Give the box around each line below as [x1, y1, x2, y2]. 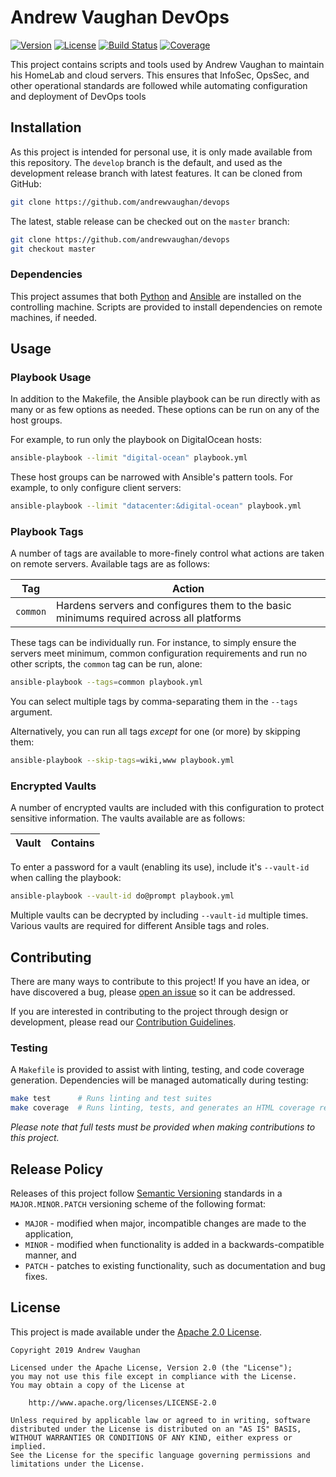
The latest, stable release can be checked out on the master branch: [10, 215, 290, 227]
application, [24, 1228, 74, 1240]
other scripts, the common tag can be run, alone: [10, 658, 203, 670]
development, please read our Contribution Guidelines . [10, 1016, 237, 1028]
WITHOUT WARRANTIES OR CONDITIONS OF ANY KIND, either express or [10, 1432, 293, 1443]
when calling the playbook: [10, 872, 122, 884]
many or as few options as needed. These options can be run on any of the [10, 404, 320, 416]
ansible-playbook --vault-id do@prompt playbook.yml [10, 891, 235, 901]
